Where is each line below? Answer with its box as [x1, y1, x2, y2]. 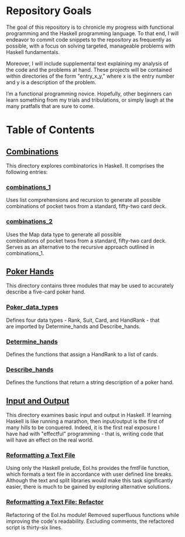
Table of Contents [6, 124, 95, 136]
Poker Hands [6, 266, 54, 276]
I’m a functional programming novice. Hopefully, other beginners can [6, 90, 172, 97]
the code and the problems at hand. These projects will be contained [6, 66, 172, 73]
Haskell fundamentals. [6, 48, 60, 55]
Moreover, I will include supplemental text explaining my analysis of [6, 60, 169, 67]
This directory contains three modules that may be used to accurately [6, 282, 174, 289]
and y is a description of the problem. [6, 78, 97, 86]
